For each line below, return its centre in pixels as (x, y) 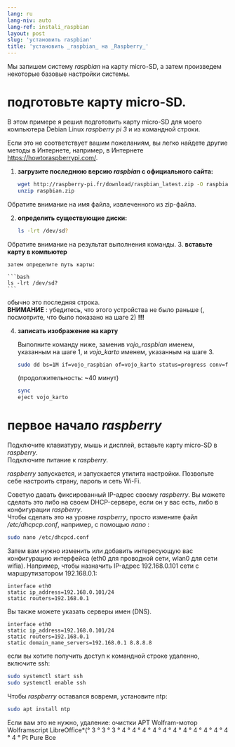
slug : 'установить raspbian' (50, 40)
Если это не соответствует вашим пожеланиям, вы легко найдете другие (117, 143)
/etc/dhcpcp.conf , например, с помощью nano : (78, 525)
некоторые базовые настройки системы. (69, 74)
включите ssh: (29, 663)
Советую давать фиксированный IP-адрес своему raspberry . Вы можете (116, 495)
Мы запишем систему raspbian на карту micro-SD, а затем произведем (115, 66)
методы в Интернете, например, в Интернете (75, 150)
